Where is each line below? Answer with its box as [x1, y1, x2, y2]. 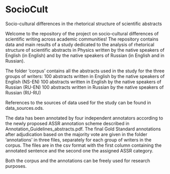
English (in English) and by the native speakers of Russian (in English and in [5, 52, 165, 59]
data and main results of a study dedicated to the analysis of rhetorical [5, 41, 155, 47]
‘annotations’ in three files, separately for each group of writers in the [5, 137, 152, 143]
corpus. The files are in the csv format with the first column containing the [5, 142, 162, 148]
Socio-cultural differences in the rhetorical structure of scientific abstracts [5, 21, 162, 27]
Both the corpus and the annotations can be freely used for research [5, 158, 150, 164]
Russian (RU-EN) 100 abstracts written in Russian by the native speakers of [5, 84, 164, 90]
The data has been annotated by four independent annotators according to [5, 114, 163, 121]
